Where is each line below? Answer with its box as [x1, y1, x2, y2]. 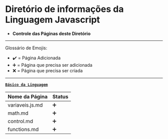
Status [52, 93, 68, 100]
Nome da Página [7, 93, 48, 100]
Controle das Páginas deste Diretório [12, 30, 91, 36]
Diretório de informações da [5, 3, 124, 15]
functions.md [7, 126, 39, 133]
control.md [7, 118, 33, 125]
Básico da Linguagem [5, 82, 48, 87]
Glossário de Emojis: [5, 45, 47, 51]
